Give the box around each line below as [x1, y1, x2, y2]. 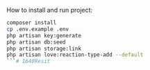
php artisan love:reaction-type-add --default [6, 51, 144, 58]
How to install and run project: [6, 6, 93, 14]
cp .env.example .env [6, 26, 69, 33]
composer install [6, 19, 57, 26]
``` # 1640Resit [6, 58, 51, 65]
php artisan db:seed [6, 38, 67, 46]
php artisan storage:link [6, 45, 81, 52]
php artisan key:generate [6, 32, 81, 39]
